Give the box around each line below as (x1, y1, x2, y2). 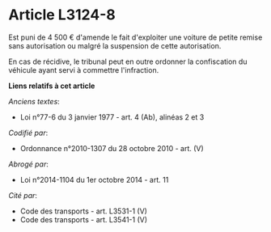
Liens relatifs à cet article (8, 81, 95, 91)
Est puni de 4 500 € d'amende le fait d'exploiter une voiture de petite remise (8, 32, 263, 42)
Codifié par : (8, 128, 49, 137)
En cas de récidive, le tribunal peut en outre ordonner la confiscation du (8, 57, 248, 66)
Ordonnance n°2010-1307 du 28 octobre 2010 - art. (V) (19, 143, 204, 153)
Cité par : (8, 190, 38, 200)
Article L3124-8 (8, 6, 116, 24)
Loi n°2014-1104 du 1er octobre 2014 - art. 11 (19, 175, 169, 184)
